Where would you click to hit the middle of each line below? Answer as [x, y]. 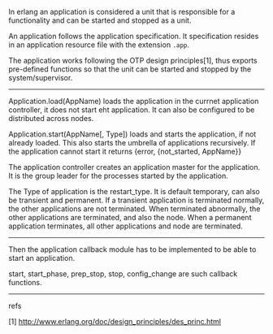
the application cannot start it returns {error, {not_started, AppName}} [125, 151]
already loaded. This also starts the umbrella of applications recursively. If [132, 143]
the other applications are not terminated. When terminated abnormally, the [134, 209]
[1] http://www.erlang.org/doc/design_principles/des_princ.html [115, 321]
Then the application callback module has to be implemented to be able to [132, 249]
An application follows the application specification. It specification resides [134, 36]
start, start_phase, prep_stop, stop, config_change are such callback [123, 274]
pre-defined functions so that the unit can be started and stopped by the [130, 69]
